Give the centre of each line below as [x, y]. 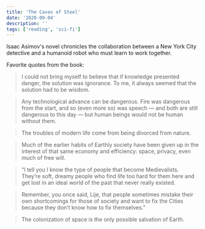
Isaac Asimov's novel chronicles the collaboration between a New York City [102, 47]
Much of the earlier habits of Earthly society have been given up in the [110, 145]
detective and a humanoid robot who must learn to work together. [89, 53]
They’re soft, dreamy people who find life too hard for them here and [108, 176]
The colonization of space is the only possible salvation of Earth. [103, 220]
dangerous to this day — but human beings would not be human [102, 114]
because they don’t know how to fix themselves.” [83, 208]
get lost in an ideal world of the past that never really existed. [98, 183]
